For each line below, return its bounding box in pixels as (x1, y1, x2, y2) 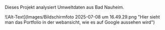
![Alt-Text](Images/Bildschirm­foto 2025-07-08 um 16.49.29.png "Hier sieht (5, 14, 160, 19)
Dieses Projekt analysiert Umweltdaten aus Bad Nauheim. (5, 4, 125, 10)
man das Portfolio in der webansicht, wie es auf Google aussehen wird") (5, 19, 155, 25)
